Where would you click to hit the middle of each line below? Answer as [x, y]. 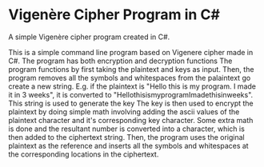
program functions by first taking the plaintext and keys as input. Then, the [131, 69]
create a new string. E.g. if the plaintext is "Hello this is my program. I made [132, 86]
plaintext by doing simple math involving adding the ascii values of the [124, 111]
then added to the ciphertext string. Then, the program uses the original [127, 137]
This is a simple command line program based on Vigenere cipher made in [131, 52]
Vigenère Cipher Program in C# [114, 15]
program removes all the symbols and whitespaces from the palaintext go [130, 78]
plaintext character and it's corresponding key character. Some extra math [131, 120]
